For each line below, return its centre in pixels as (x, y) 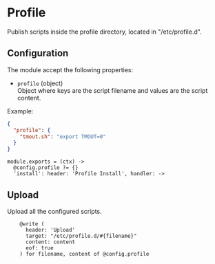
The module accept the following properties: (70, 69)
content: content (50, 242)
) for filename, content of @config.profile (84, 254)
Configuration (38, 53)
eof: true (39, 248)
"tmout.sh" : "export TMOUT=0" (63, 136)
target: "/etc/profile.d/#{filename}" (81, 236)
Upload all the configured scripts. (54, 211)
